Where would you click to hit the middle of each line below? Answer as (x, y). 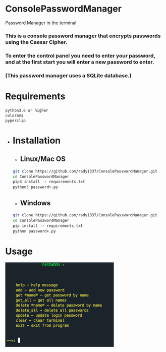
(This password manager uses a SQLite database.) (68, 75)
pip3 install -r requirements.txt (49, 182)
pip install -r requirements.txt (48, 226)
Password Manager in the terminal (41, 23)
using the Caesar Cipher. (36, 42)
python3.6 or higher (27, 110)
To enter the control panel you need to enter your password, (80, 55)
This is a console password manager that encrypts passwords (83, 36)
